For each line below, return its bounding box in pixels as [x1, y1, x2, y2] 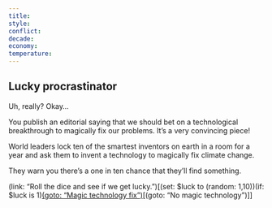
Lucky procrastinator [8, 80, 118, 93]
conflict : [8, 27, 42, 35]
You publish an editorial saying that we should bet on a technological [8, 117, 239, 127]
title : [8, 11, 31, 20]
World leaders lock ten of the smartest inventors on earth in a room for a [8, 141, 250, 151]
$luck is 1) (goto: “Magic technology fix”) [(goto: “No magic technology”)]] [8, 190, 253, 200]
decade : [8, 34, 35, 43]
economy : [8, 42, 38, 50]
